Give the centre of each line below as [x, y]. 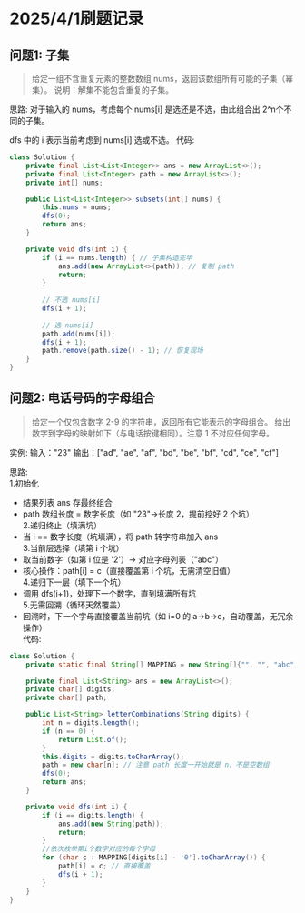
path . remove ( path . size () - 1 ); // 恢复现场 [123, 351]
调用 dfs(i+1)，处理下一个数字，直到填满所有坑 [109, 593]
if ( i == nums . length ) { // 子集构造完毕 [118, 257]
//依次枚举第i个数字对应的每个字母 [99, 849]
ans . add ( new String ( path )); [111, 824]
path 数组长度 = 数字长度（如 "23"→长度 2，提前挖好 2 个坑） [138, 514]
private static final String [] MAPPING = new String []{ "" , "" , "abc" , [162, 665]
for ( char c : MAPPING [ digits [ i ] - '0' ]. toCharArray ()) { [154, 858]
